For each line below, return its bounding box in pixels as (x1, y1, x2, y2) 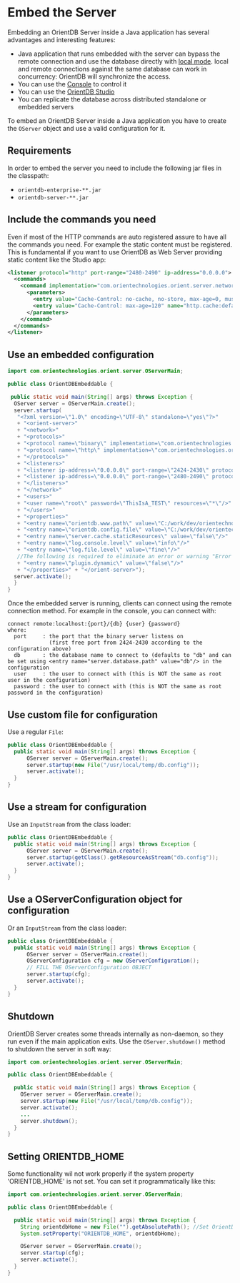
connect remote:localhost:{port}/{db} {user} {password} (7, 620, 181, 628)
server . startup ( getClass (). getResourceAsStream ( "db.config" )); (26, 853, 219, 861)
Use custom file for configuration (7, 708, 159, 720)
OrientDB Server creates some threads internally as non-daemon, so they (7, 1029, 224, 1038)
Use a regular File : (7, 727, 64, 736)
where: (7, 627, 27, 634)
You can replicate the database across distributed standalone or (17, 94, 207, 104)
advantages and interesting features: (7, 35, 116, 44)
